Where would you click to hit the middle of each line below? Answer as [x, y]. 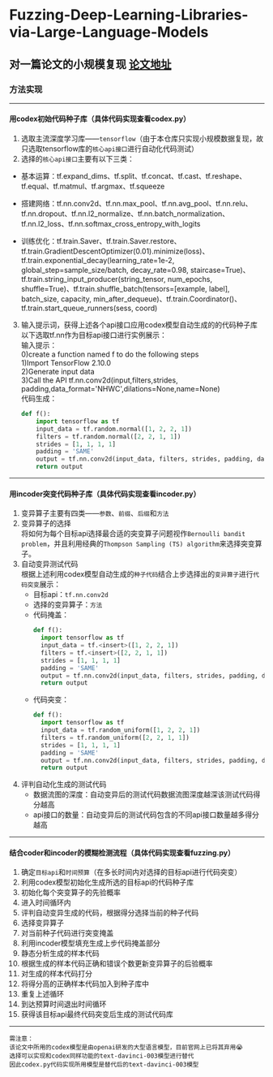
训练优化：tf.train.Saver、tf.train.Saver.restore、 [101, 241]
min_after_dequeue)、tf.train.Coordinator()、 [167, 299]
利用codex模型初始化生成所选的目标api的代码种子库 [107, 882]
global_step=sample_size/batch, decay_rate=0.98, [105, 270]
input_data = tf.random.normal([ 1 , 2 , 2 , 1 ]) [114, 429]
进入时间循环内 [46, 902]
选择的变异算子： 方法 [68, 605]
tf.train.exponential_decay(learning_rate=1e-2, [98, 261]
